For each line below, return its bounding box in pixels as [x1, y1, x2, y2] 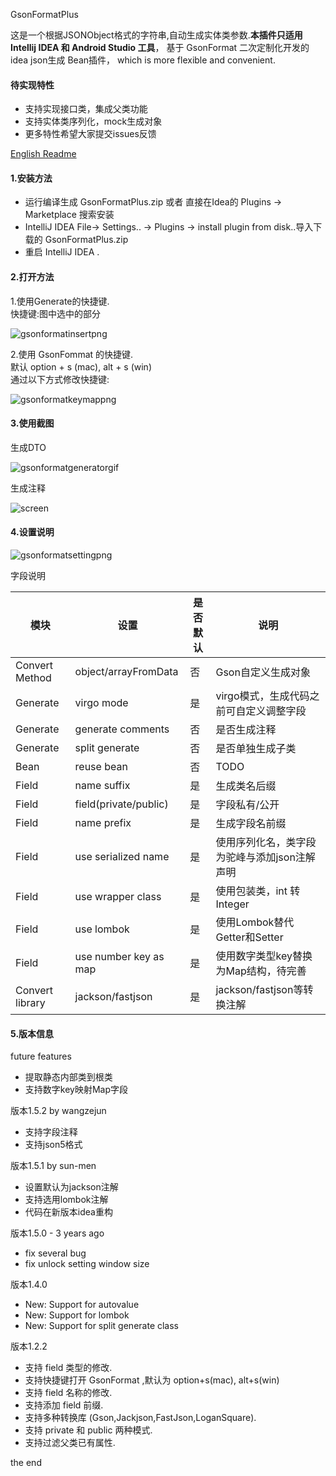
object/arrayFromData [74, 665, 179, 679]
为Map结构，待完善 [215, 964, 307, 978]
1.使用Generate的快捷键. [10, 295, 110, 307]
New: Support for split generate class [24, 1320, 180, 1332]
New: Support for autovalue [24, 1299, 140, 1311]
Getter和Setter [215, 930, 284, 944]
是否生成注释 [215, 723, 277, 737]
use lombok [74, 922, 130, 936]
